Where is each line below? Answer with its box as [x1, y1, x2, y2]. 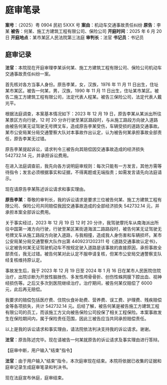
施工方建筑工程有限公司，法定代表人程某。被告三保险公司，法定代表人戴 [13, 94, 162, 100]
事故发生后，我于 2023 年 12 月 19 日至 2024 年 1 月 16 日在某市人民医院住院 [5, 267, 162, 273]
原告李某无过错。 [13, 135, 49, 141]
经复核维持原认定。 [5, 257, 45, 263]
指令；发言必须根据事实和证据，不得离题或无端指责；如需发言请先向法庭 [9, 169, 158, 175]
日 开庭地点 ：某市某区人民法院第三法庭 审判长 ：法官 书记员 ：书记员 [5, 34, 144, 40]
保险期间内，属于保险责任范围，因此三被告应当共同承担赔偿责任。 [13, 315, 149, 321]
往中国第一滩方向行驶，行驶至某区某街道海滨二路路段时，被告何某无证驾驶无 [5, 226, 162, 232]
